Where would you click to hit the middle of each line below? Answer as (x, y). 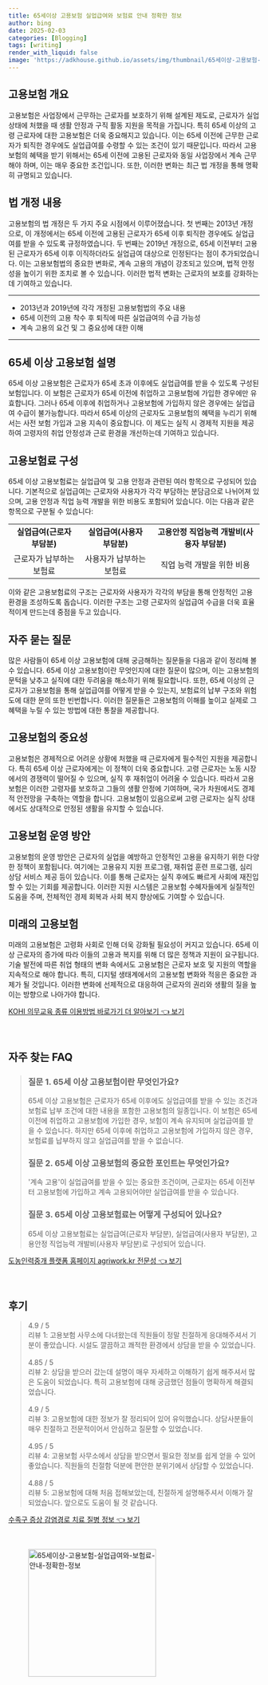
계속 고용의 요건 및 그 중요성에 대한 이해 (81, 327)
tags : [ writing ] (35, 45)
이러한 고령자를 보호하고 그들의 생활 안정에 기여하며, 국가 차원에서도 (135, 788)
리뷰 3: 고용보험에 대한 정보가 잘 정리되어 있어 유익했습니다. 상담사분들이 (140, 1419)
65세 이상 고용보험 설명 (62, 363)
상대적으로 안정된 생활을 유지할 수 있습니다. (97, 808)
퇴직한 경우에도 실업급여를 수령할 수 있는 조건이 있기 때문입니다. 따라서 (132, 145)
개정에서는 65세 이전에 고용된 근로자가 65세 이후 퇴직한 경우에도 (133, 233)
